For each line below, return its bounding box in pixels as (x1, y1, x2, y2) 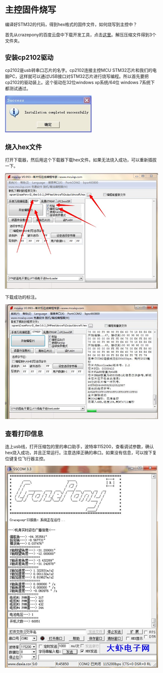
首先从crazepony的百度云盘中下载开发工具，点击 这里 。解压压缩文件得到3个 (5, 32, 157, 37)
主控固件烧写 (5, 4, 57, 16)
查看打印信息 (5, 430, 44, 438)
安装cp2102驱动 (5, 53, 54, 62)
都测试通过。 (5, 86, 31, 91)
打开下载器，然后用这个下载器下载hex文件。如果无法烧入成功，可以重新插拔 (5, 156, 157, 163)
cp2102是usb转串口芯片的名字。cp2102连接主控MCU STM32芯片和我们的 (5, 67, 153, 73)
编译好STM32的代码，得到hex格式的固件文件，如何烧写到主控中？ (5, 21, 137, 27)
